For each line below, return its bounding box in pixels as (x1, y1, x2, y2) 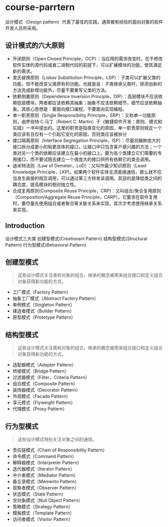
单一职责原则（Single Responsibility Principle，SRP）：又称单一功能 (12, 112, 151, 118)
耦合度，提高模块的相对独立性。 (12, 181, 79, 187)
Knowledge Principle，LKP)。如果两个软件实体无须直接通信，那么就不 (12, 169, 157, 175)
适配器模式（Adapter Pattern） (12, 362, 77, 368)
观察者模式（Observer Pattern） (12, 485, 79, 491)
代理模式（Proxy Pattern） (12, 406, 68, 412)
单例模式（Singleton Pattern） (12, 302, 75, 308)
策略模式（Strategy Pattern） (12, 504, 73, 509)
